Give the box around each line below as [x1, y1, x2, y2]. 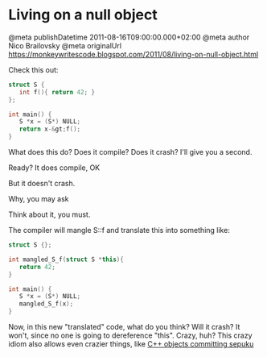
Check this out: [8, 64, 59, 74]
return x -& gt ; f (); [18, 125, 81, 134]
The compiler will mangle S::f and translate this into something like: [8, 226, 231, 235]
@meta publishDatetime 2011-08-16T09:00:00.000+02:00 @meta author [8, 32, 250, 42]
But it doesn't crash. [8, 179, 76, 189]
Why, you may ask [8, 194, 69, 204]
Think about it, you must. [8, 210, 91, 219]
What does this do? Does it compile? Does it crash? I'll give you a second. [8, 147, 253, 157]
